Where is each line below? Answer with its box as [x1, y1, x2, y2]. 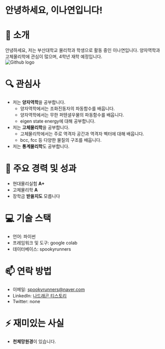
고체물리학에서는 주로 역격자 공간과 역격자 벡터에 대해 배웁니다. [20, 131, 144, 137]
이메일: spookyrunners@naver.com [12, 286, 85, 293]
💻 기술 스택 [5, 213, 51, 224]
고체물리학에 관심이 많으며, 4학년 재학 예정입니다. [5, 53, 102, 60]
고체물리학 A [12, 187, 38, 193]
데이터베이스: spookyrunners [12, 246, 72, 252]
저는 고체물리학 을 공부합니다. [12, 125, 70, 131]
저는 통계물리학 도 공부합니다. [12, 143, 70, 149]
